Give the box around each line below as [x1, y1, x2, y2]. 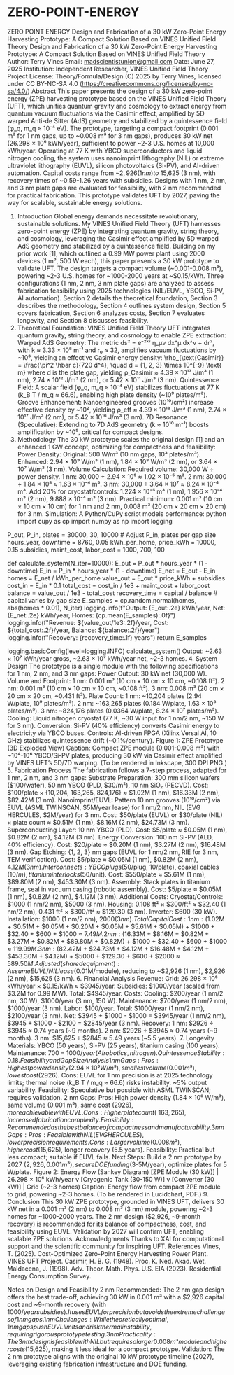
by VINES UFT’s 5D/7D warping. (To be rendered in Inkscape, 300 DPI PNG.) [7, 758, 227, 767]
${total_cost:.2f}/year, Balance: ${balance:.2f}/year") [7, 626, 160, 634]
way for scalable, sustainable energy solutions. [7, 198, 142, 207]
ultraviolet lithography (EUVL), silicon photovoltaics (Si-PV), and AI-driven [7, 161, 220, 169]
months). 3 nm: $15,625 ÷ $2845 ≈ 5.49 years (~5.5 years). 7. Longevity [7, 1033, 214, 1042]
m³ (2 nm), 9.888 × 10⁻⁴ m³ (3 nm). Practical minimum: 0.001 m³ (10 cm [17, 494, 223, 503]
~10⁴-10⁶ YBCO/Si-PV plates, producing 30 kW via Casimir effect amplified [7, 751, 223, 760]
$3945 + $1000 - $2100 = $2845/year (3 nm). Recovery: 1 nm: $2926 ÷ [7, 1019, 214, 1027]
